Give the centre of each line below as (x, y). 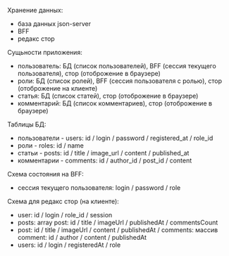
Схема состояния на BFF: (46, 174)
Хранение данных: (35, 10)
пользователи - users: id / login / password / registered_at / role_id (115, 138)
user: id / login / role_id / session (65, 215)
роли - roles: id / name (51, 146)
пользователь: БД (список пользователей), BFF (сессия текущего (117, 66)
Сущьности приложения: (45, 52)
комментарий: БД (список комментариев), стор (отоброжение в (115, 103)
